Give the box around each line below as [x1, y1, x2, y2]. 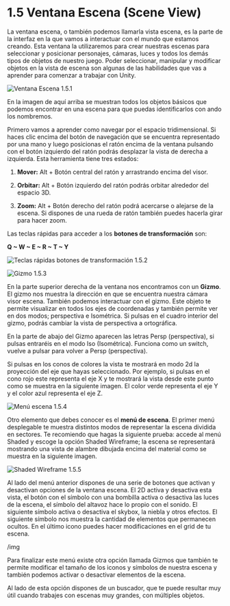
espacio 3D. [16, 188, 51, 197]
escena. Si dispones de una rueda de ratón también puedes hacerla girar [16, 209, 223, 217]
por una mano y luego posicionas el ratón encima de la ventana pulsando [7, 140, 214, 148]
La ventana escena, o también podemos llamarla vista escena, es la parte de [7, 27, 223, 36]
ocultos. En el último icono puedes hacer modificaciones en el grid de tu [7, 522, 212, 530]
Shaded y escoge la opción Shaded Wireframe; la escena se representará [7, 437, 216, 446]
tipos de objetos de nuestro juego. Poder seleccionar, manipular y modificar [7, 56, 221, 64]
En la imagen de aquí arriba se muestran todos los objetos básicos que [7, 97, 207, 105]
